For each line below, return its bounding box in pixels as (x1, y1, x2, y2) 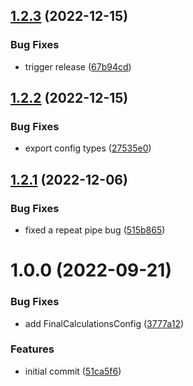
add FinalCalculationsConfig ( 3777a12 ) (24, 317, 185, 329)
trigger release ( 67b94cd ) (24, 60, 132, 73)
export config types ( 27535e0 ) (24, 142, 152, 154)
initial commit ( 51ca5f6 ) (24, 365, 122, 377)
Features (10, 342, 55, 356)
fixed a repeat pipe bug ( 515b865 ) (24, 224, 166, 236)
